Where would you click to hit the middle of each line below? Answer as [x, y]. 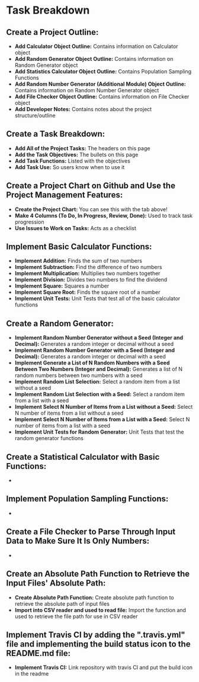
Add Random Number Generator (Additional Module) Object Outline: [100, 84]
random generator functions [49, 438]
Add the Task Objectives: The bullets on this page [76, 154]
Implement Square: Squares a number [62, 286]
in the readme [32, 674]
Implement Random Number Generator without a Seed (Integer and [99, 338]
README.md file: [38, 653]
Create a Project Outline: [52, 32]
